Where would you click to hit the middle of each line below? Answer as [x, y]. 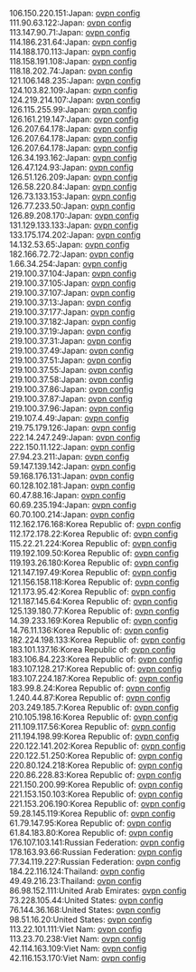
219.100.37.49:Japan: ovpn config [71, 350]
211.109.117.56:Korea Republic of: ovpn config [93, 727]
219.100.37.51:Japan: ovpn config [70, 360]
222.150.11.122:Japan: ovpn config [72, 447]
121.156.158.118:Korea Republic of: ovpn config [94, 582]
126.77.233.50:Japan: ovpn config [72, 206]
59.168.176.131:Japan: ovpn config [72, 476]
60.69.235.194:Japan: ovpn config [73, 505]
